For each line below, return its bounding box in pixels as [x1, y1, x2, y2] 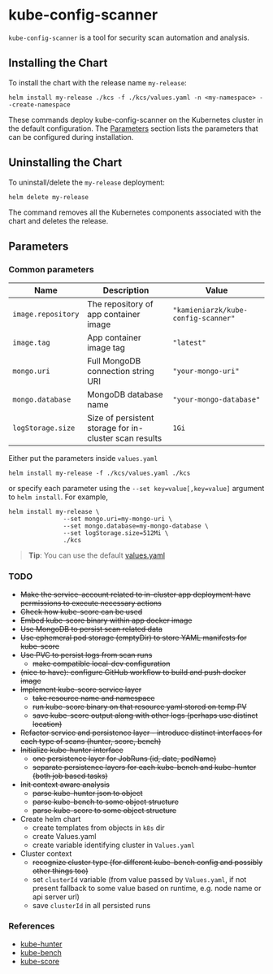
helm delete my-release [8, 193, 89, 201]
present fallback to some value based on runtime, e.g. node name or [32, 883, 262, 893]
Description [102, 285, 149, 296]
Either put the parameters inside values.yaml [8, 454, 158, 463]
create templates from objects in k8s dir [32, 823, 165, 833]
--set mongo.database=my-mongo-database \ [63, 522, 209, 530]
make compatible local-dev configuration [32, 659, 171, 668]
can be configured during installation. [8, 132, 134, 141]
